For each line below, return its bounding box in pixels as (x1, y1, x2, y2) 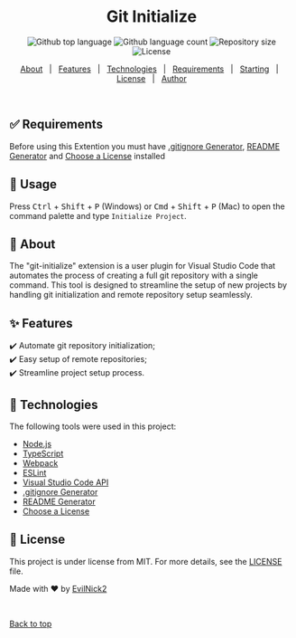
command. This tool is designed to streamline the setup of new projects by (9, 280, 287, 290)
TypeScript (22, 448, 64, 459)
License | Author (116, 72, 188, 83)
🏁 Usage (9, 176, 57, 192)
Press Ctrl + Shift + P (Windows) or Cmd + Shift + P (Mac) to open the (9, 201, 286, 212)
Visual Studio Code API (22, 477, 109, 488)
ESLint (22, 468, 47, 478)
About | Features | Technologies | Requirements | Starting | (20, 63, 279, 74)
